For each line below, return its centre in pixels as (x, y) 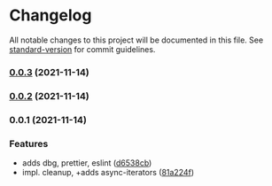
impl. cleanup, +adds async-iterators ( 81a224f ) (108, 172)
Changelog (51, 15)
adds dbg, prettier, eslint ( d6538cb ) (87, 163)
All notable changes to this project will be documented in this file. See (136, 40)
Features (29, 143)
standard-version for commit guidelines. (82, 49)
